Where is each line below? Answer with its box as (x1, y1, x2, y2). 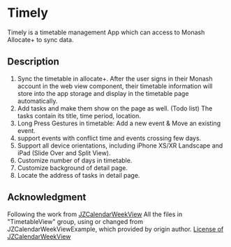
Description (7, 56, 59, 68)
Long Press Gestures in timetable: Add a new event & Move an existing (17, 119, 221, 127)
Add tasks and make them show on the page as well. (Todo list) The (17, 104, 213, 113)
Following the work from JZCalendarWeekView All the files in (7, 210, 183, 218)
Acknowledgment (7, 191, 87, 204)
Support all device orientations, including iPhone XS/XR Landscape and (17, 141, 223, 150)
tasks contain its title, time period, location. (17, 111, 141, 120)
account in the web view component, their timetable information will (17, 82, 213, 90)
